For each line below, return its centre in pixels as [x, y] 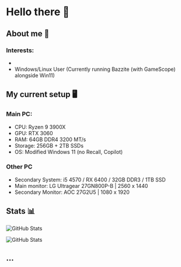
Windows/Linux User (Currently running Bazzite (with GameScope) [95, 69]
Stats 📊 [21, 211]
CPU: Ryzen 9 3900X [40, 127]
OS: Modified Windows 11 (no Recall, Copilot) [69, 152]
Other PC [19, 167]
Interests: [20, 50]
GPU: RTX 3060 [34, 133]
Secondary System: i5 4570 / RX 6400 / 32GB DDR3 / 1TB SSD [90, 179]
